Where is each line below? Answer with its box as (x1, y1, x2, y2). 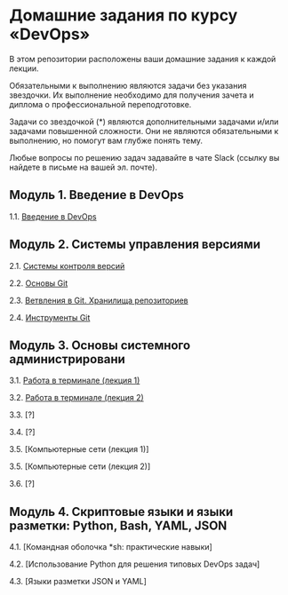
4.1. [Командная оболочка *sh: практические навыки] (9, 542, 213, 552)
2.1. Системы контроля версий (9, 260, 125, 271)
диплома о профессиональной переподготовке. (9, 99, 192, 109)
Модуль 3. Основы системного (9, 337, 191, 353)
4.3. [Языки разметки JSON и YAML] (9, 576, 147, 587)
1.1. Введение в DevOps (9, 210, 97, 222)
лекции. (9, 63, 39, 74)
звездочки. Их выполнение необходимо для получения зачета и (9, 90, 255, 100)
